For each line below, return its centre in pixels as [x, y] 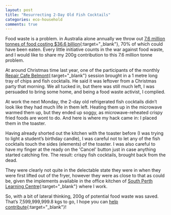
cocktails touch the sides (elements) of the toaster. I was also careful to [80, 144]
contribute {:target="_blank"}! [36, 207]
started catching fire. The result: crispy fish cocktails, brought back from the [86, 155]
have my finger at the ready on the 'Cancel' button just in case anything [81, 150]
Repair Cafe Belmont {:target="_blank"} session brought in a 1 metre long [81, 76]
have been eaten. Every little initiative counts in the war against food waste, [85, 49]
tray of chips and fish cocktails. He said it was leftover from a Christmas [81, 81]
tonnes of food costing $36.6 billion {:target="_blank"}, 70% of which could [84, 44]
